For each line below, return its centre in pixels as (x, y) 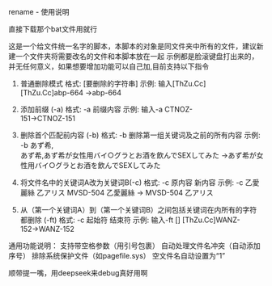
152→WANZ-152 (47, 229)
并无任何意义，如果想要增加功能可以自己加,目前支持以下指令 (109, 66)
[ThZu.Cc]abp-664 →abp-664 (71, 93)
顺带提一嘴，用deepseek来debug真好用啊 (78, 273)
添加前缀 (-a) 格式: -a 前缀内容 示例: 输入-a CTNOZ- (106, 109)
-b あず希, (37, 145)
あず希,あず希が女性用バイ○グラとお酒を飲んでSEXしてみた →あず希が (138, 155)
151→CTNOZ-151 (47, 118)
